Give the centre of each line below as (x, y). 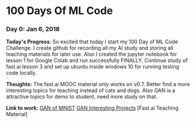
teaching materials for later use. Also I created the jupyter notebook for (92, 54)
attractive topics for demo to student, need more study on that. (82, 97)
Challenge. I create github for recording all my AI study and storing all (90, 48)
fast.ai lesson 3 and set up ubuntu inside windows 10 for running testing (93, 67)
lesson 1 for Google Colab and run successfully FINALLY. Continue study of (97, 60)
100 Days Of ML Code (59, 11)
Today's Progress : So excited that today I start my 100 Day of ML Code (92, 42)
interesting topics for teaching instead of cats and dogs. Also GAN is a (91, 90)
